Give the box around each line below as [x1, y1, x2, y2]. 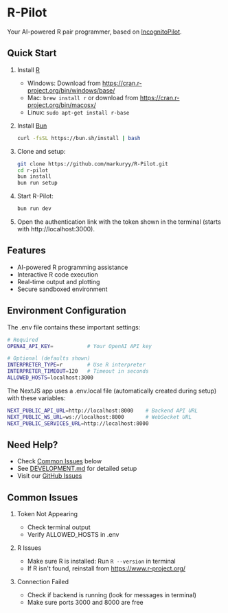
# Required [7, 336, 38, 343]
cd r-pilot [16, 167, 49, 174]
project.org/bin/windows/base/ [27, 86, 115, 94]
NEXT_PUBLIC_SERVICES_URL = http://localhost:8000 [7, 420, 149, 427]
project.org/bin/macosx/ [27, 101, 96, 109]
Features [7, 245, 46, 257]
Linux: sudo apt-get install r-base [27, 108, 130, 116]
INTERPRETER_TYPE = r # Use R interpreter [7, 362, 146, 369]
